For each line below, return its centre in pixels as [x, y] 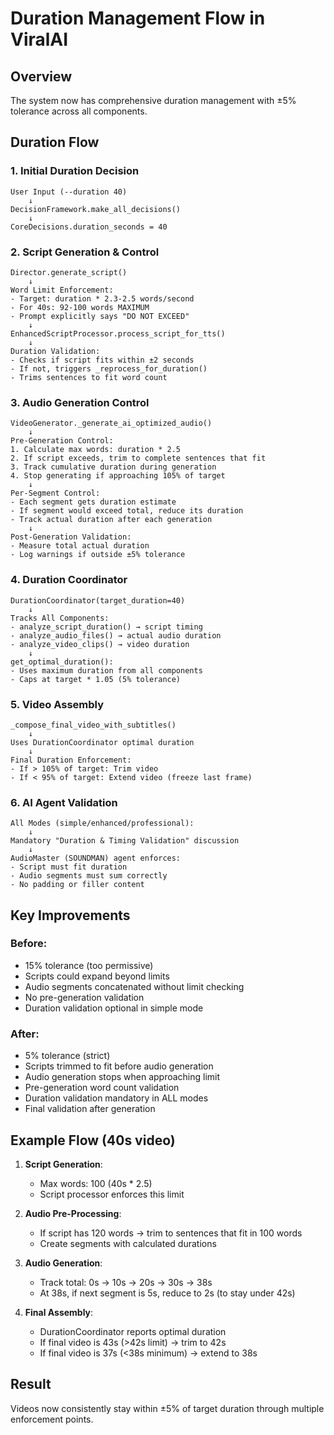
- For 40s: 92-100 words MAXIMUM [80, 307]
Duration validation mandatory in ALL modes [116, 1098]
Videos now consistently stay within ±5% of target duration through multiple [167, 1408]
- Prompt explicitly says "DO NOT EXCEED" [100, 316]
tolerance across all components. [79, 111]
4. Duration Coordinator [69, 580]
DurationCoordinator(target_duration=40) [98, 600]
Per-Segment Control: [55, 493]
